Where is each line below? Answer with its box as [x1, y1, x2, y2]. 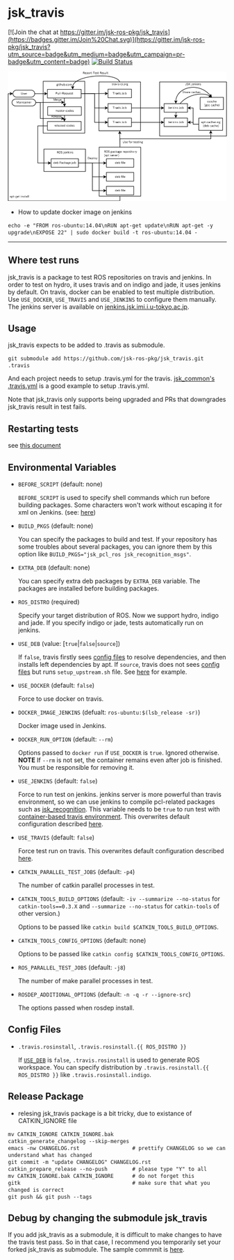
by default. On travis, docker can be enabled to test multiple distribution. [8, 287, 215, 296]
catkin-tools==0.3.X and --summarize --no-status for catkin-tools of [17, 902, 219, 910]
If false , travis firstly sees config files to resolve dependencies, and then [17, 653, 226, 661]
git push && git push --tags [8, 1193, 92, 1200]
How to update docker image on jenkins [17, 207, 133, 216]
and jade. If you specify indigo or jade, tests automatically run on [17, 619, 203, 627]
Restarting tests [8, 423, 79, 435]
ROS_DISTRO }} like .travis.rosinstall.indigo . [17, 1070, 152, 1079]
